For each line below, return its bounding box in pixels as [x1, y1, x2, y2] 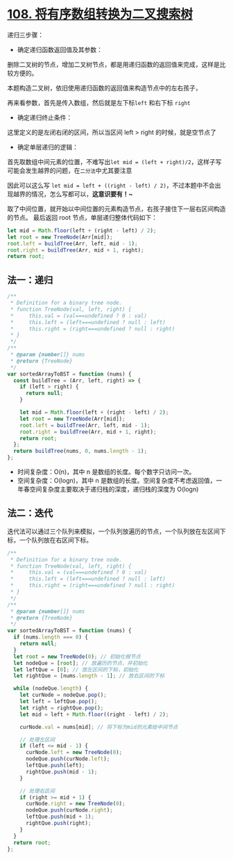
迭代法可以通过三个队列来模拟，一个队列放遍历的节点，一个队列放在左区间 [7, 527, 220, 536]
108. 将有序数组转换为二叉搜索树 [7, 6, 193, 22]
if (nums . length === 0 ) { [13, 634, 89, 641]
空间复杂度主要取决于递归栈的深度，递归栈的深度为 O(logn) [29, 485, 199, 493]
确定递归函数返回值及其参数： [17, 45, 103, 54]
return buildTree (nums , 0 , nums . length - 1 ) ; [13, 448, 148, 455]
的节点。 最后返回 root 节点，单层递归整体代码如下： [7, 213, 158, 221]
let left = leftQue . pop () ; [19, 698, 98, 705]
